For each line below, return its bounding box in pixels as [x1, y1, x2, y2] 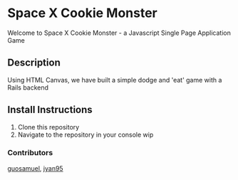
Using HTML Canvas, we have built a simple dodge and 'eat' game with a [7, 75, 222, 84]
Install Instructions [7, 104, 93, 116]
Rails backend [7, 83, 48, 92]
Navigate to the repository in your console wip [17, 130, 154, 139]
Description [7, 57, 61, 69]
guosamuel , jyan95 [7, 164, 63, 172]
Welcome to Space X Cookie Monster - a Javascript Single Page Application [7, 28, 232, 37]
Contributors [7, 148, 53, 158]
